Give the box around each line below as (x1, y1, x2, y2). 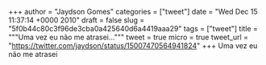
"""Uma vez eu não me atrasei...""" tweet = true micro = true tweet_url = (8, 32, 248, 42)
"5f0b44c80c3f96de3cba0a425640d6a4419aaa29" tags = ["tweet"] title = (8, 24, 258, 33)
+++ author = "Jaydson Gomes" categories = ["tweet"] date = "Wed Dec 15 (8, 7, 258, 16)
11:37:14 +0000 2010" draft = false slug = (8, 15, 145, 25)
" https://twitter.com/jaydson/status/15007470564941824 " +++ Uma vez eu (8, 41, 258, 51)
